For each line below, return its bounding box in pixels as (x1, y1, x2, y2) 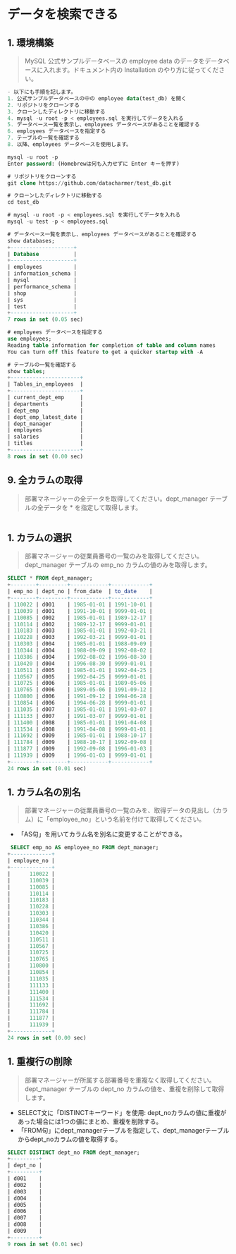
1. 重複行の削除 (7, 1056, 73, 1068)
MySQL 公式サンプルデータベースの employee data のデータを (24, 57, 205, 65)
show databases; (7, 237, 55, 244)
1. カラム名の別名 (7, 786, 81, 798)
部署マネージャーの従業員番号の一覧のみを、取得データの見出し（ (24, 806, 216, 815)
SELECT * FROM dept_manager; (7, 575, 93, 582)
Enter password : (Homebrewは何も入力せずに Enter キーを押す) (7, 160, 180, 167)
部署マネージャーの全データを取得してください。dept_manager (24, 494, 208, 503)
